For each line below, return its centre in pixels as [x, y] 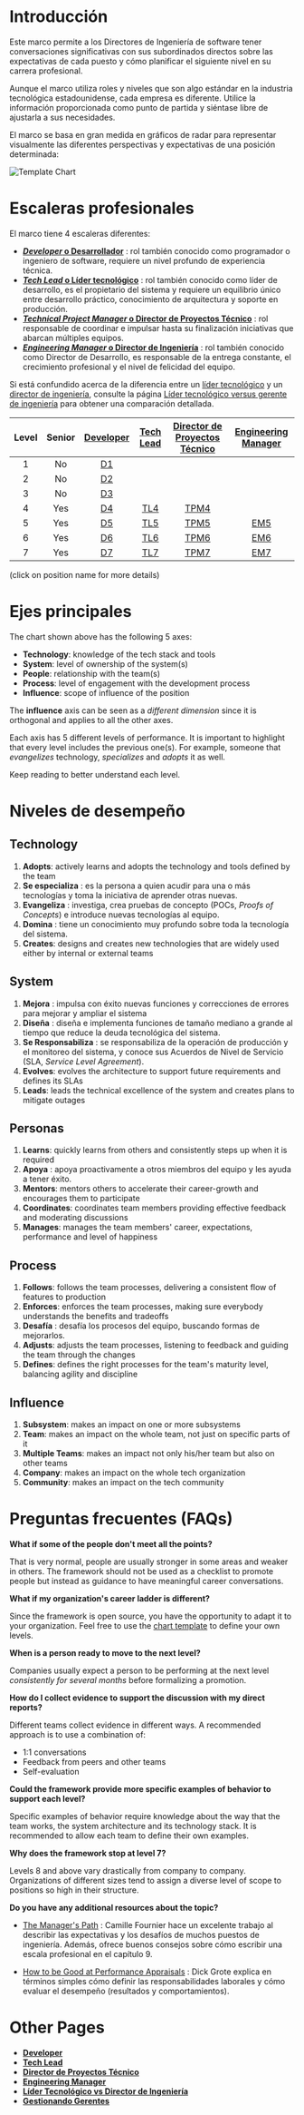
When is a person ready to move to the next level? [105, 1653]
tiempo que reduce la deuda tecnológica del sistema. [121, 1033]
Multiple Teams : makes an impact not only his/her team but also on [148, 1454]
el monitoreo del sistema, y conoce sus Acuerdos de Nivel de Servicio [153, 1052]
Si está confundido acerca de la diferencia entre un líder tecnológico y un [146, 384]
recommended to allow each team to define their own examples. [129, 1836]
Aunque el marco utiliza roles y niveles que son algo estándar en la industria [151, 88]
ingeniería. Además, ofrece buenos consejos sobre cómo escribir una [152, 1944]
